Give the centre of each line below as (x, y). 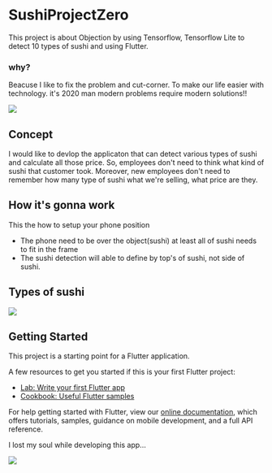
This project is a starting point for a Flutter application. (99, 356)
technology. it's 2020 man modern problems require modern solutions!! (128, 93)
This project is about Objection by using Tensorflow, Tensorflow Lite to (127, 37)
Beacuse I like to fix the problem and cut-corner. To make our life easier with (136, 85)
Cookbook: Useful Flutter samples (77, 397)
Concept (31, 135)
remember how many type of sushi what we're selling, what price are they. (133, 180)
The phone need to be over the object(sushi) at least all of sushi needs (138, 241)
